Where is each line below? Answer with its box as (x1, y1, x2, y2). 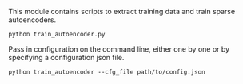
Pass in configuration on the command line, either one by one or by (8, 44, 230, 54)
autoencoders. (8, 15, 57, 25)
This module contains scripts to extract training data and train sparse (8, 7, 236, 16)
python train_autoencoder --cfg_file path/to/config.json (8, 68, 205, 76)
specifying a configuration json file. (8, 53, 125, 62)
